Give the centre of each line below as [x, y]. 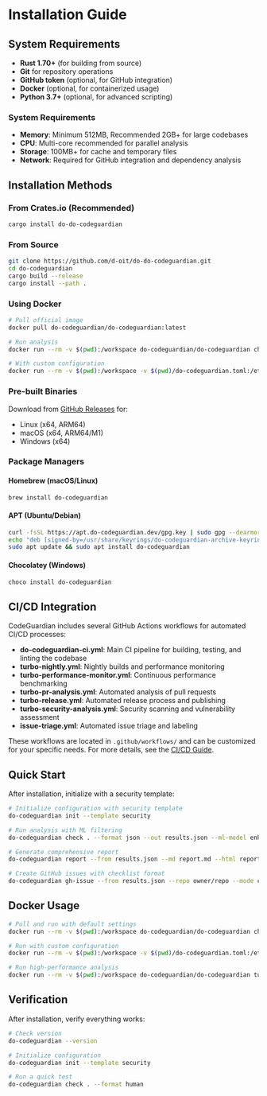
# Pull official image [46, 320]
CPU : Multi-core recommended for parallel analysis [104, 143]
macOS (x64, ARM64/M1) [62, 433]
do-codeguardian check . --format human [76, 1084]
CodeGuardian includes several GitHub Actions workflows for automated [127, 626]
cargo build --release [46, 276]
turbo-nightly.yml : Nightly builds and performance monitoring [122, 667]
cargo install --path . [48, 283]
